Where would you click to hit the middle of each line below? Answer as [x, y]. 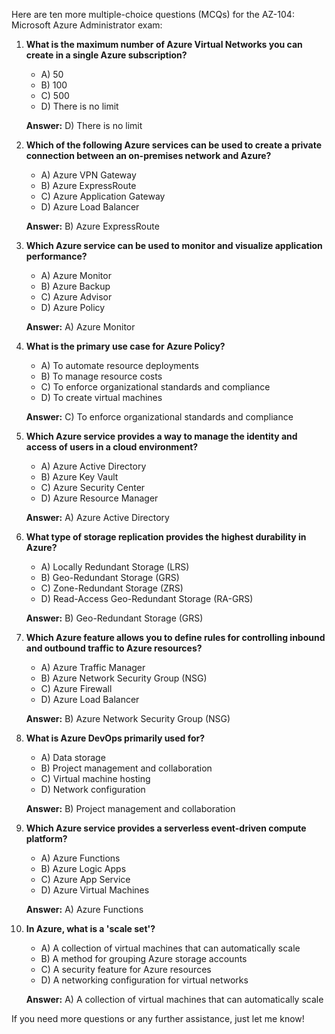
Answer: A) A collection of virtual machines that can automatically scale [174, 999]
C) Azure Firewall [76, 688]
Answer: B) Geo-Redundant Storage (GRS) [114, 618]
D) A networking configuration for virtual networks [144, 980]
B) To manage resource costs [101, 376]
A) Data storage [73, 757]
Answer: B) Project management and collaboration [130, 808]
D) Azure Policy [73, 307]
